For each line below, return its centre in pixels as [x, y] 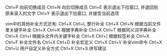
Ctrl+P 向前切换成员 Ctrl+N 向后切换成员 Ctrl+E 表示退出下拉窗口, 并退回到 [82, 7]
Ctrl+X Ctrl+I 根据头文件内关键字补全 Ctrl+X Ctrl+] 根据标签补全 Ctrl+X [77, 36]
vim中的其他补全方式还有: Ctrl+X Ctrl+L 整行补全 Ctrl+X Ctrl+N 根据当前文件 [83, 24]
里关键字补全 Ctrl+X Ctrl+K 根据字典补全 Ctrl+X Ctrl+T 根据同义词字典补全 [81, 30]
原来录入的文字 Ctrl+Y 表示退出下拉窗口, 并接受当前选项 [62, 13]
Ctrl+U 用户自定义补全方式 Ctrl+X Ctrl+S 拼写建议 [56, 48]
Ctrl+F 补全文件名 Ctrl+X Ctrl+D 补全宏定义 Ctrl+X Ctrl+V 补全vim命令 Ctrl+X [84, 42]
